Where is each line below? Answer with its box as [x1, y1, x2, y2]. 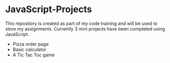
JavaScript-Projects [5, 4, 92, 15]
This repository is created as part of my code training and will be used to [5, 20, 158, 26]
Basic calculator [12, 46, 47, 52]
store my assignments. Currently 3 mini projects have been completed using [5, 25, 165, 31]
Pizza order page [12, 41, 49, 47]
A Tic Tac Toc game [12, 52, 55, 58]
